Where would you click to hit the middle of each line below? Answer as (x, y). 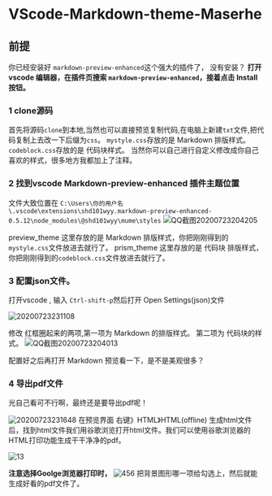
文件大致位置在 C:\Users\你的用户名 (66, 202)
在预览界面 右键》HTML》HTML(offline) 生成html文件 (165, 420)
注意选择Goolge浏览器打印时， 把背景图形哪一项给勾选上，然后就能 (133, 473)
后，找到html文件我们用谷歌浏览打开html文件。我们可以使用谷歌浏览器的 (130, 430)
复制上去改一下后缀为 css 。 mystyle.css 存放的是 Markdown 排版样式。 (132, 140)
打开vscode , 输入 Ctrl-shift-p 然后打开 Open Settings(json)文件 (117, 300)
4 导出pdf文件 (36, 383)
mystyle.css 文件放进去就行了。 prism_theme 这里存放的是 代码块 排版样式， (136, 247)
